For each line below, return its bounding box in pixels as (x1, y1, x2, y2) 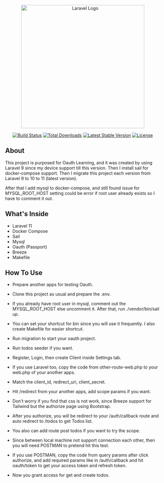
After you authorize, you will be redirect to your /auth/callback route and (12, 413, 159, 419)
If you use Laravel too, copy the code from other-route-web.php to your (12, 364, 158, 370)
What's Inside (5, 210, 49, 218)
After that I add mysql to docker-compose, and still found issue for (5, 185, 140, 191)
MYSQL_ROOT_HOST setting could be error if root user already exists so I (5, 190, 155, 196)
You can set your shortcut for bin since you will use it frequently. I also (12, 321, 155, 327)
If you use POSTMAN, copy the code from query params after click (12, 452, 149, 458)
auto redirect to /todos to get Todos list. (12, 418, 93, 424)
